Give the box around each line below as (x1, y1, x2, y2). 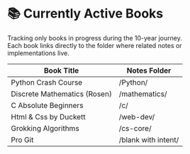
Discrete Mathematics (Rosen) (11, 89, 112, 99)
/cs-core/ (118, 123, 152, 133)
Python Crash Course (11, 77, 83, 87)
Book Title (43, 65, 79, 75)
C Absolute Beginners (11, 100, 84, 110)
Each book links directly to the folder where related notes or (7, 41, 182, 49)
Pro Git (11, 135, 34, 145)
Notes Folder (126, 65, 172, 75)
